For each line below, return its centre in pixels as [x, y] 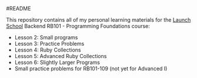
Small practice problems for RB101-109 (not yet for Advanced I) [91, 69]
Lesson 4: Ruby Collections [48, 50]
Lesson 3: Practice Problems [49, 44]
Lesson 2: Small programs [46, 37]
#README [19, 9]
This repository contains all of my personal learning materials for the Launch [98, 20]
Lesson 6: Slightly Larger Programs [57, 62]
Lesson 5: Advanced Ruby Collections [61, 56]
